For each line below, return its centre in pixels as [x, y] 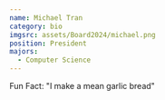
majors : [24, 52]
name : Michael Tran [46, 18]
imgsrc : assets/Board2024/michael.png [82, 35]
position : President [49, 43]
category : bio [36, 26]
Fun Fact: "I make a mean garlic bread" [82, 86]
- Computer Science [54, 60]
